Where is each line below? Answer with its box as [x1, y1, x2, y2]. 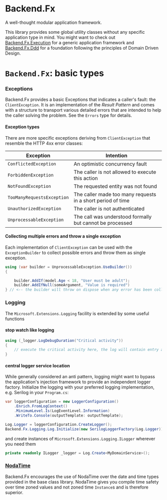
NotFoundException [7, 183, 51, 189]
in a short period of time [74, 197, 130, 204]
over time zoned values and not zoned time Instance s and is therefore [5, 484, 149, 490]
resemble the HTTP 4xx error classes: [5, 140, 83, 146]
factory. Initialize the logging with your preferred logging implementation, [5, 384, 155, 390]
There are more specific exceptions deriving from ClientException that [5, 135, 151, 141]
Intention [105, 152, 128, 159]
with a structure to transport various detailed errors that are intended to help [5, 107, 162, 113]
